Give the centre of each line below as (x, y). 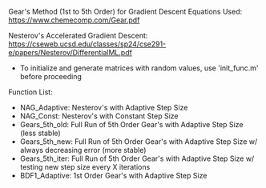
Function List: (31, 92)
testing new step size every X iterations (85, 167)
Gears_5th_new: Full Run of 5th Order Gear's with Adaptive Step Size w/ (139, 142)
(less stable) (40, 133)
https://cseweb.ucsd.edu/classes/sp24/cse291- (87, 44)
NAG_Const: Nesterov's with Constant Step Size (99, 116)
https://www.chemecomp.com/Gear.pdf (74, 20)
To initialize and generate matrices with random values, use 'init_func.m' (139, 68)
